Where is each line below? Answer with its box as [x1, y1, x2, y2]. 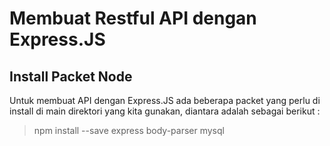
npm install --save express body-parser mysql [33, 125, 225, 136]
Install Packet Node [9, 68, 133, 85]
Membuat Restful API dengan [9, 7, 257, 30]
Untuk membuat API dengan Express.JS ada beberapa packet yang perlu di [9, 95, 321, 106]
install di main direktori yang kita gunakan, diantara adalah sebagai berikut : [9, 105, 321, 117]
